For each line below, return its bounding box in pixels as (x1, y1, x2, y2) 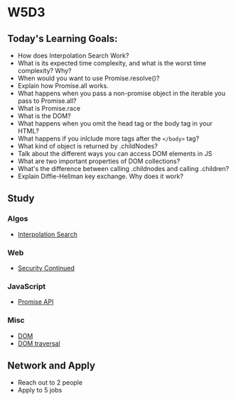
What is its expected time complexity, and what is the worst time (17, 59, 206, 67)
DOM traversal (17, 339, 60, 348)
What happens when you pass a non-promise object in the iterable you (17, 89, 226, 97)
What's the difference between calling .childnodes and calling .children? (17, 165, 230, 172)
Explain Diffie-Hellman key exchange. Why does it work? (17, 172, 183, 180)
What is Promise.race (17, 104, 80, 112)
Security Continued (17, 263, 75, 272)
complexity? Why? (17, 67, 73, 75)
